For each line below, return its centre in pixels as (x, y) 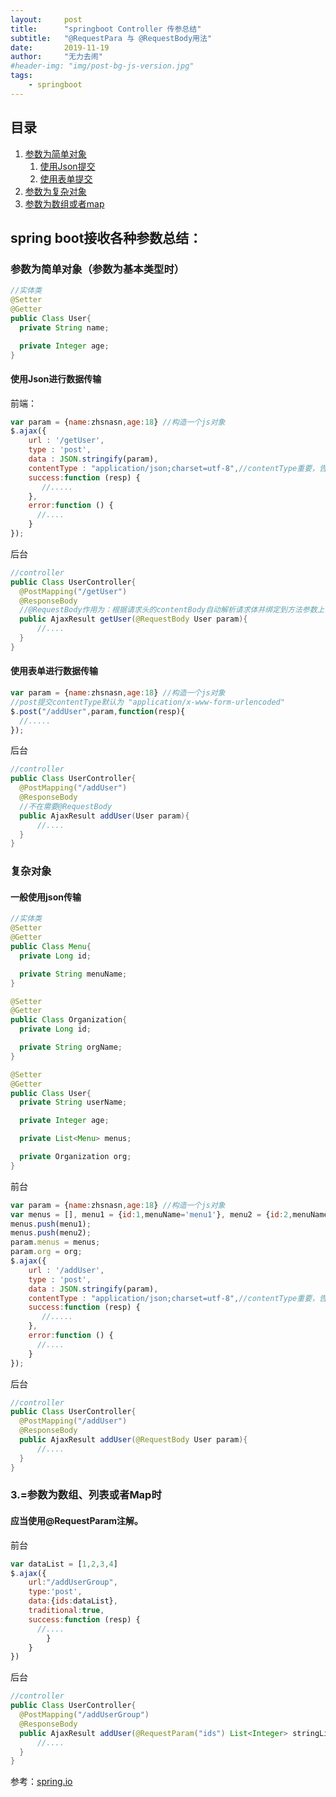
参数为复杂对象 (55, 191)
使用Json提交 (67, 166)
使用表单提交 (66, 178)
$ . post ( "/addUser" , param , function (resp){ (98, 711)
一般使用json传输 (46, 897)
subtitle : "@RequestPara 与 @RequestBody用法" (111, 38)
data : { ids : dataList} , (73, 1601)
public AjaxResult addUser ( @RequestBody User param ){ (133, 1440)
